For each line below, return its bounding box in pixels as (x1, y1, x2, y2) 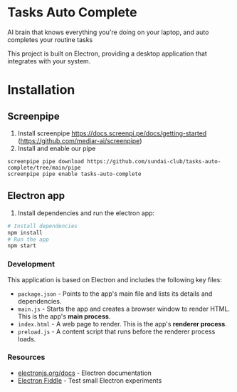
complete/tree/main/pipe (7, 164, 81, 171)
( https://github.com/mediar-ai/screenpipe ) (17, 136, 142, 145)
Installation (7, 82, 75, 98)
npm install (7, 229, 43, 236)
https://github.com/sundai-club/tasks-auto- (86, 158, 221, 165)
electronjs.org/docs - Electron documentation (17, 368, 152, 377)
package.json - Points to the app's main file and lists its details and (17, 289, 213, 298)
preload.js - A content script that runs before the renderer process (17, 327, 216, 336)
